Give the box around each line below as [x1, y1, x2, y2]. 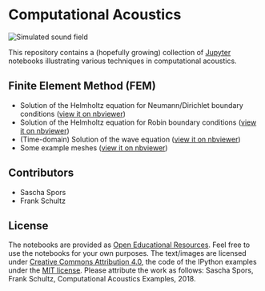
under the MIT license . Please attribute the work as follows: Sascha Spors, [8, 265, 254, 275]
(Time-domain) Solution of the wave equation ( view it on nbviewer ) [19, 134, 242, 144]
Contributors [8, 166, 74, 180]
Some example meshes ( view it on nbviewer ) [19, 142, 168, 153]
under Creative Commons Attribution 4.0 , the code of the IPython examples [8, 257, 258, 267]
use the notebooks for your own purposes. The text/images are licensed [8, 249, 247, 258]
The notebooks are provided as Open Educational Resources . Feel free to [8, 240, 251, 249]
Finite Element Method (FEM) [8, 79, 156, 93]
